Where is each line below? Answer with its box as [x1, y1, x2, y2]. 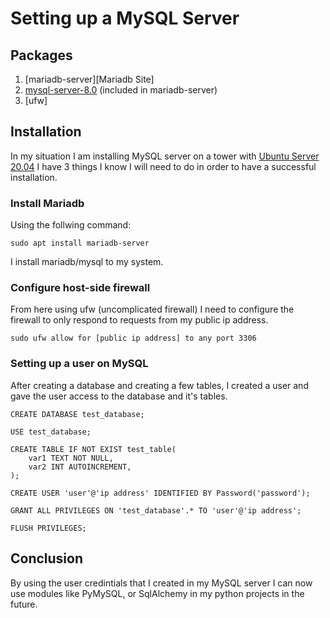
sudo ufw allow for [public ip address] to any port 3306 [10, 333, 257, 344]
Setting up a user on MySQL [10, 357, 149, 371]
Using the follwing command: [10, 219, 132, 231]
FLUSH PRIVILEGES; [10, 523, 87, 533]
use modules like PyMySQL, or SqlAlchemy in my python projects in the [10, 587, 305, 599]
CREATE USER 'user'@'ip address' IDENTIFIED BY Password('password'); [10, 488, 311, 498]
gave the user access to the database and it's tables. [10, 390, 228, 402]
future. [10, 598, 38, 610]
